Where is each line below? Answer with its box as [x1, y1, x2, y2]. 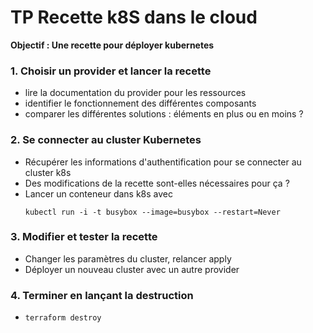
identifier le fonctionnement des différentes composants [24, 97, 257, 110]
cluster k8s [24, 166, 72, 178]
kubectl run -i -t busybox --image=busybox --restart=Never [24, 207, 281, 217]
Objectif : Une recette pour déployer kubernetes [10, 39, 215, 51]
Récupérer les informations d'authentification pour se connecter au [24, 156, 302, 168]
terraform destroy [24, 313, 102, 323]
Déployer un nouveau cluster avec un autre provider [24, 263, 240, 275]
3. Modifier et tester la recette [10, 230, 158, 244]
